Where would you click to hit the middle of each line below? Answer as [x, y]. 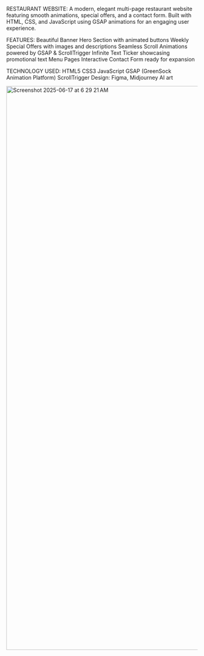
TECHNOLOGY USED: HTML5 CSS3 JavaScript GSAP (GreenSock [89, 71]
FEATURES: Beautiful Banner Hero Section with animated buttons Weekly [98, 40]
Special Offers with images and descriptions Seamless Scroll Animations [97, 46]
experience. [21, 28]
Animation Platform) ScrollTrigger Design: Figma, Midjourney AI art [90, 78]
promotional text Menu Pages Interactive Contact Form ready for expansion [101, 59]
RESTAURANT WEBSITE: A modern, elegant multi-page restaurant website [99, 9]
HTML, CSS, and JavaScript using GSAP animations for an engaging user [98, 22]
